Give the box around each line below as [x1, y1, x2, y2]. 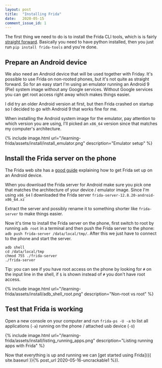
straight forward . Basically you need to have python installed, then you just [5, 39, 154, 45]
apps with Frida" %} [5, 342, 45, 349]
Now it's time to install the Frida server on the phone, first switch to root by [5, 220, 154, 226]
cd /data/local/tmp [5, 249, 44, 254]
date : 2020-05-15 [5, 16, 44, 21]
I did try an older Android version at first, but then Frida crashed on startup [5, 101, 154, 107]
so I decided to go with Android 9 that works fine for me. [5, 106, 118, 112]
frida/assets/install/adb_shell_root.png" [5, 291, 83, 297]
